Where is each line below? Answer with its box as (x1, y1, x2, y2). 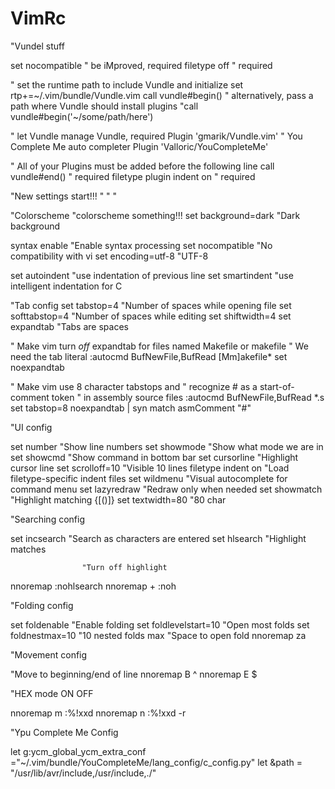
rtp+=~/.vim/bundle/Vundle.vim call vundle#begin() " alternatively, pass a (10, 89, 314, 101)
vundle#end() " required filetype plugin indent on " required (10, 170, 256, 182)
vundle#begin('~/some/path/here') (10, 110, 154, 122)
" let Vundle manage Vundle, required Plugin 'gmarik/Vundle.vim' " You (10, 130, 303, 142)
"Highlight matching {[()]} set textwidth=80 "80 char (10, 493, 227, 506)
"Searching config (10, 513, 85, 525)
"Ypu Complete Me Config (10, 726, 119, 738)
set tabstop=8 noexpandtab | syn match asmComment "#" (10, 402, 252, 414)
